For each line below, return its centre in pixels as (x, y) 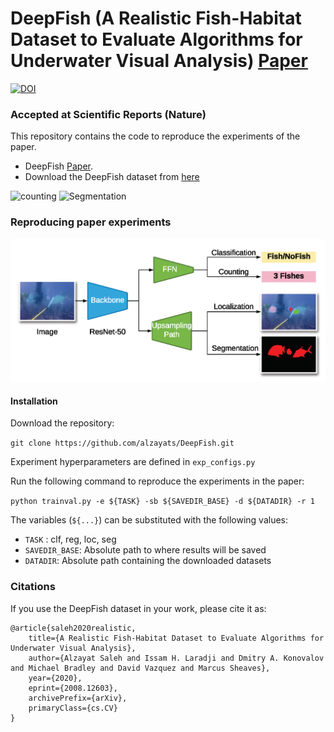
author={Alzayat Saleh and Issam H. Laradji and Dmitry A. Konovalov (176, 658)
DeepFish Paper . (59, 166)
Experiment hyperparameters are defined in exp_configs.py (133, 462)
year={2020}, (55, 678)
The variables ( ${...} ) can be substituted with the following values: (149, 520)
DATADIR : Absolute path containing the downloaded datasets (148, 561)
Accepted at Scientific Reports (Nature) (108, 114)
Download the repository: (62, 423)
